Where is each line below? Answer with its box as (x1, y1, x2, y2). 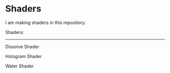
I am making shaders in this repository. (5, 19, 86, 25)
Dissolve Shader (5, 43, 39, 49)
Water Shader (5, 63, 34, 69)
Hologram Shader (5, 53, 42, 59)
